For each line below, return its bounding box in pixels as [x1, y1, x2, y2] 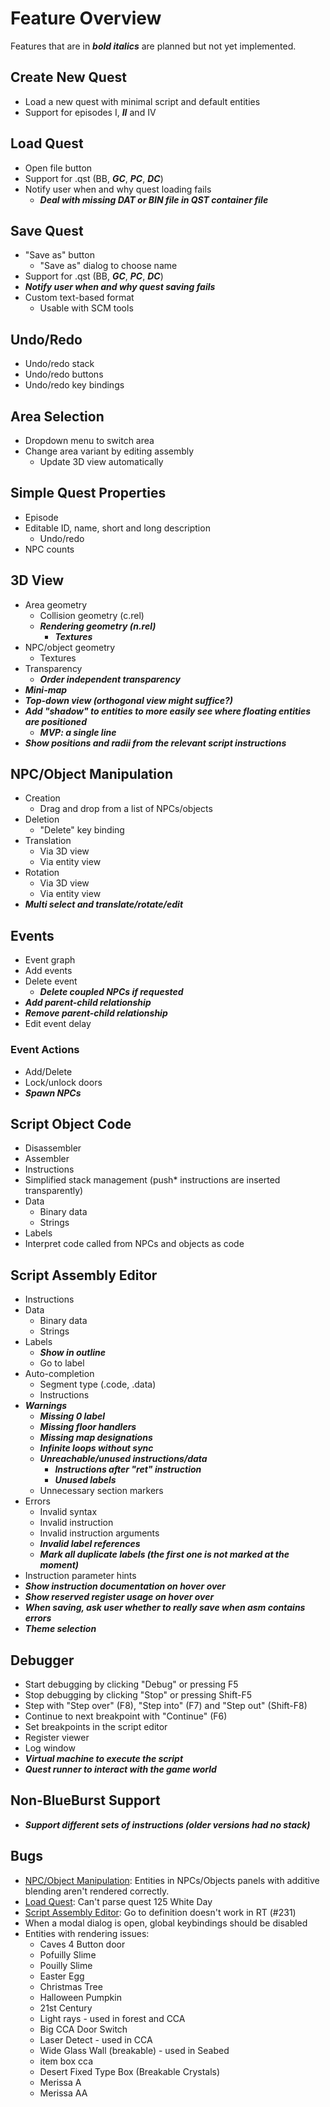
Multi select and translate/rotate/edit [24, 898, 184, 911]
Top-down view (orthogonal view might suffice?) [24, 694, 233, 706]
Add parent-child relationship [24, 997, 152, 1009]
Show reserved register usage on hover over [24, 1591, 215, 1603]
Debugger [10, 1652, 75, 1669]
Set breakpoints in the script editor [24, 1720, 168, 1732]
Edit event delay [24, 1018, 92, 1030]
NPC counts [24, 543, 75, 555]
